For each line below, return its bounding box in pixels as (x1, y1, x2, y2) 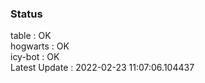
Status (10, 7, 43, 21)
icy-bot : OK (10, 51, 60, 63)
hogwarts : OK (10, 40, 70, 52)
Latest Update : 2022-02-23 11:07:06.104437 (10, 62, 195, 74)
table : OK (10, 30, 52, 42)
